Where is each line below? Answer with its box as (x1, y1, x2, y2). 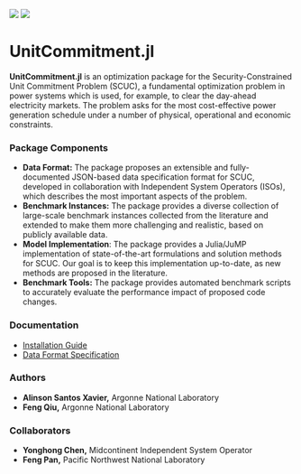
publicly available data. (22, 229, 108, 240)
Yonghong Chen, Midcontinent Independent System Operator (22, 445, 253, 456)
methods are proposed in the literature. (22, 267, 169, 279)
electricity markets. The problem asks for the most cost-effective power (9, 99, 277, 110)
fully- (229, 163, 250, 173)
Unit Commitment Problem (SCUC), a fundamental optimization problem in (9, 80, 286, 91)
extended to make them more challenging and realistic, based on (22, 219, 264, 230)
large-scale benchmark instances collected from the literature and (22, 210, 269, 221)
